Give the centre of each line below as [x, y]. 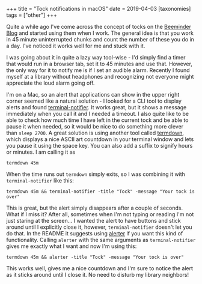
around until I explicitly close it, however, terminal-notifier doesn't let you [99, 227]
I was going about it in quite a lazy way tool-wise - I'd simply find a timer [96, 57]
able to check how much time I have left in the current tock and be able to [97, 120]
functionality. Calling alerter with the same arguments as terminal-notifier [101, 240]
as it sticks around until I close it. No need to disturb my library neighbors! [98, 275]
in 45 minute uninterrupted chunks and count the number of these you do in [100, 39]
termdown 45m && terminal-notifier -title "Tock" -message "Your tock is [101, 192]
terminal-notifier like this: [40, 180]
